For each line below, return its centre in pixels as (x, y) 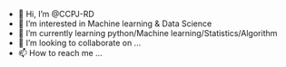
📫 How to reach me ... (60, 53)
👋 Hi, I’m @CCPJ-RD (56, 14)
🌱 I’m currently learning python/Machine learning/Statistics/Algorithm (148, 33)
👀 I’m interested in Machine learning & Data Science (115, 24)
